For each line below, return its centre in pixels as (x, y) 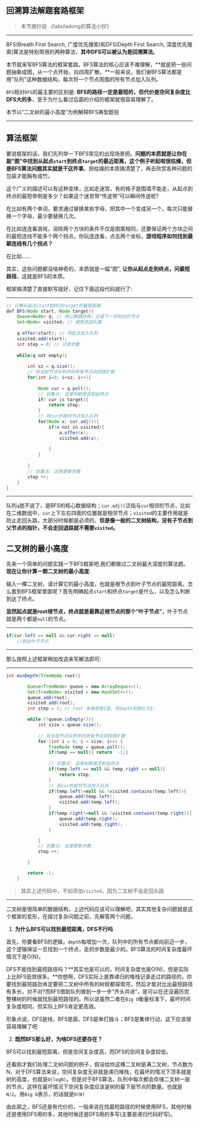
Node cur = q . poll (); (65, 388)
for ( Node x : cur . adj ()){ (68, 421)
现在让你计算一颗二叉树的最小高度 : (49, 571)
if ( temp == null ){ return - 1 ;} (88, 753)
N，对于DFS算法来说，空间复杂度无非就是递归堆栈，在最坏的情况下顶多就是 (99, 1071)
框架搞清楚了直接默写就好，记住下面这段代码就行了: (69, 289)
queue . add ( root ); (49, 697)
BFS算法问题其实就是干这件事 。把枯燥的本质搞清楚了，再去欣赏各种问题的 (102, 168)
